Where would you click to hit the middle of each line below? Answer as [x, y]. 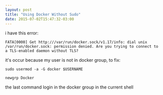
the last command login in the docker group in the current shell [69, 87]
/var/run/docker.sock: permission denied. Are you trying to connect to [82, 47]
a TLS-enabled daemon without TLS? [42, 51]
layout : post [19, 10]
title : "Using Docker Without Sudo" [43, 14]
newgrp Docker [20, 78]
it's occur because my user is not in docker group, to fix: [63, 60]
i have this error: [22, 33]
